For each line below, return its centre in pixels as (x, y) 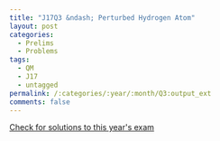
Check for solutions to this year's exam (82, 127)
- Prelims (36, 43)
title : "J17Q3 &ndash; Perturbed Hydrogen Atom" (102, 18)
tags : (19, 60)
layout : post (34, 26)
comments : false (40, 102)
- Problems (38, 52)
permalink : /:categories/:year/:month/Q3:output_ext (110, 93)
